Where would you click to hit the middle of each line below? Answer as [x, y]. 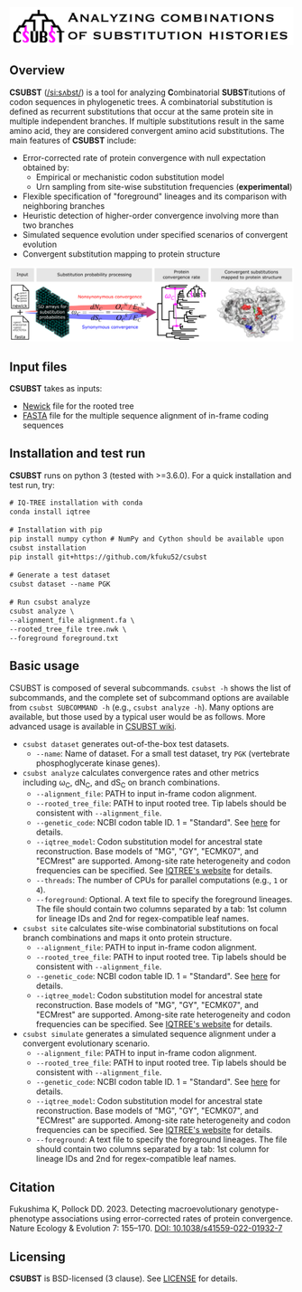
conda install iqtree [50, 512]
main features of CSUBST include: [73, 140]
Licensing [37, 1256]
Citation [32, 1187]
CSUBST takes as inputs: [56, 388]
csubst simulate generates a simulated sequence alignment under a [149, 1034]
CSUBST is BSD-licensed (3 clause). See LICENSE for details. [124, 1278]
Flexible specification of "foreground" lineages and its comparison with [154, 196]
